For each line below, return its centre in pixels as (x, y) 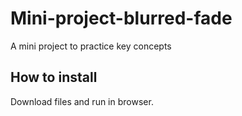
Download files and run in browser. (82, 101)
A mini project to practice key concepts (91, 46)
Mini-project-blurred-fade (121, 18)
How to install (54, 77)
